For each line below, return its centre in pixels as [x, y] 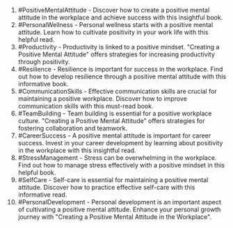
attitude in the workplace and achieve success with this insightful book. [120, 17]
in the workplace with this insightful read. [77, 150]
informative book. [43, 84]
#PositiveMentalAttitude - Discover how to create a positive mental [114, 10]
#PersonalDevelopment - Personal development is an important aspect [120, 202]
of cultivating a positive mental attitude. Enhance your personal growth [119, 209]
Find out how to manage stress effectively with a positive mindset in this [121, 165]
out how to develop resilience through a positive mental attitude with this [122, 76]
